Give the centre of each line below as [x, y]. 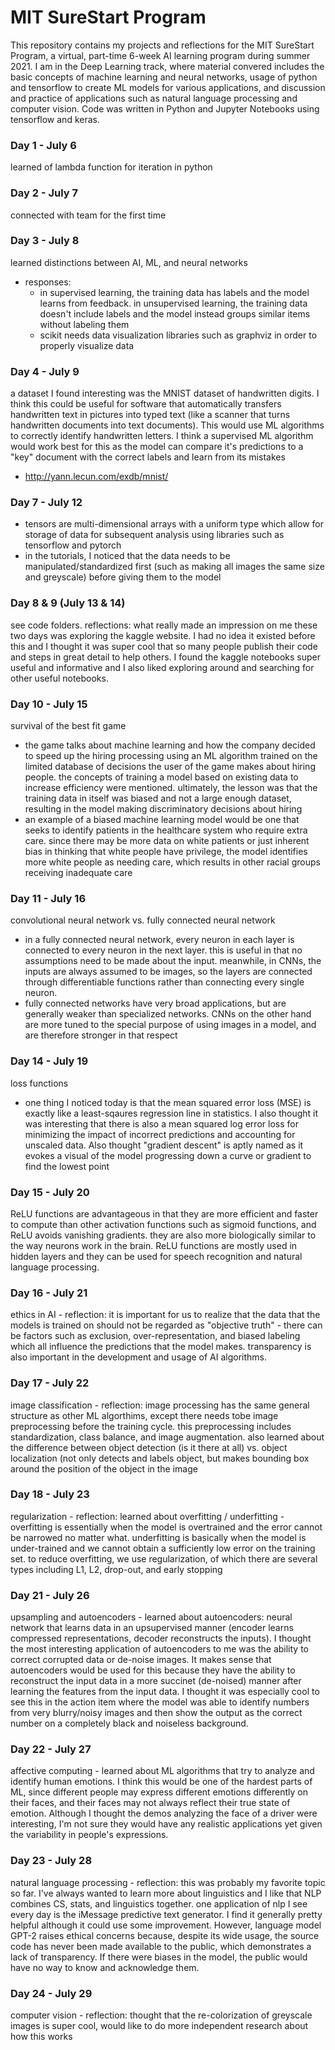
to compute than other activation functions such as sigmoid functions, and [163, 1224]
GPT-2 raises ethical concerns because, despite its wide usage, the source [165, 1935]
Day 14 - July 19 [49, 1061]
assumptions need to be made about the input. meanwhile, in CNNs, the [173, 961]
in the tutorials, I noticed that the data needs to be [127, 556]
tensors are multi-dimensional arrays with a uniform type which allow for [174, 524]
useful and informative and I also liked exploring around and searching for [162, 667]
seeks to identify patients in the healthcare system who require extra [166, 830]
